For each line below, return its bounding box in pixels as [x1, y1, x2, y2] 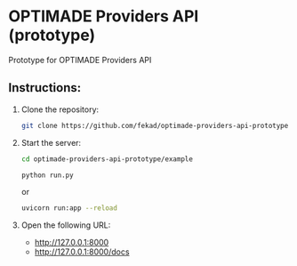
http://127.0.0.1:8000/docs [34, 246, 130, 257]
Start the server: [20, 137, 82, 148]
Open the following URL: [20, 220, 111, 230]
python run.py [20, 171, 74, 180]
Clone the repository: [20, 104, 100, 115]
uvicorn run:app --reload [20, 204, 117, 213]
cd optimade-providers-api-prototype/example [20, 154, 193, 164]
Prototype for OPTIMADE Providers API [8, 54, 152, 65]
